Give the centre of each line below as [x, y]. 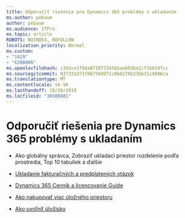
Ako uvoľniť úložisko [40, 208]
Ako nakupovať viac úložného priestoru [64, 197]
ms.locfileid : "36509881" [39, 96]
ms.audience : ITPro [31, 29]
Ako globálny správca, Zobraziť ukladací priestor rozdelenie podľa [97, 155]
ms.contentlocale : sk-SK [37, 85]
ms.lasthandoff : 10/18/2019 [42, 91]
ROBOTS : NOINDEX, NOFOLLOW [40, 40]
